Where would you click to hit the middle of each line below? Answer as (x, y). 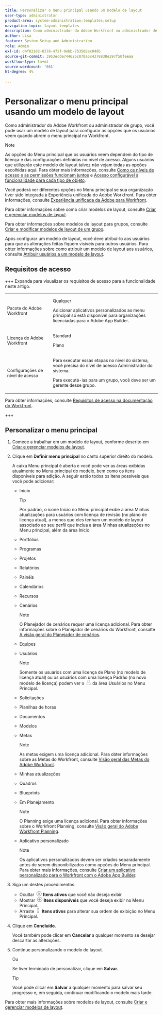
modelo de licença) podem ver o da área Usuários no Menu (82, 683)
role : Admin (17, 46)
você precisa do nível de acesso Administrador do (103, 365)
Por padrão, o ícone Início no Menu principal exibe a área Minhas (84, 510)
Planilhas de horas (38, 707)
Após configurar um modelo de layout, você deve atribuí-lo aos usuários (77, 239)
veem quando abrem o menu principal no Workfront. (57, 136)
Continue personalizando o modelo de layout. (57, 950)
